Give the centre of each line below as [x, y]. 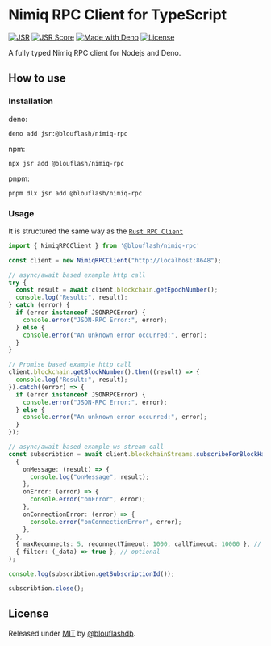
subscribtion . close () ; [46, 588]
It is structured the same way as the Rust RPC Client [96, 231]
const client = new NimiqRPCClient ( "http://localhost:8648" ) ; [115, 260]
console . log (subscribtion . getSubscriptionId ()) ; [92, 574]
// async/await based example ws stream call [86, 447]
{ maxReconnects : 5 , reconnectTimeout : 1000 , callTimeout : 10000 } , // [139, 544]
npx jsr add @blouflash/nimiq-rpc [67, 163]
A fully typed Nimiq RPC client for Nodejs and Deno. [95, 52]
